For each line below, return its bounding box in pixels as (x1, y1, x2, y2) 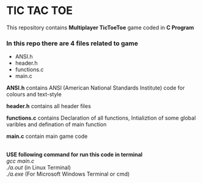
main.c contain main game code (6, 132, 88, 140)
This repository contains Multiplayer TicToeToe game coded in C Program (6, 24, 194, 31)
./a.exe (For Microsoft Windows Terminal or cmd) (6, 170, 130, 178)
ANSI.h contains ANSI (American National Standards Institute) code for (6, 84, 185, 91)
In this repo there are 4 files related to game (6, 39, 139, 48)
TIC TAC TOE (6, 4, 73, 18)
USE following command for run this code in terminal (6, 151, 143, 159)
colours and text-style (6, 91, 62, 98)
